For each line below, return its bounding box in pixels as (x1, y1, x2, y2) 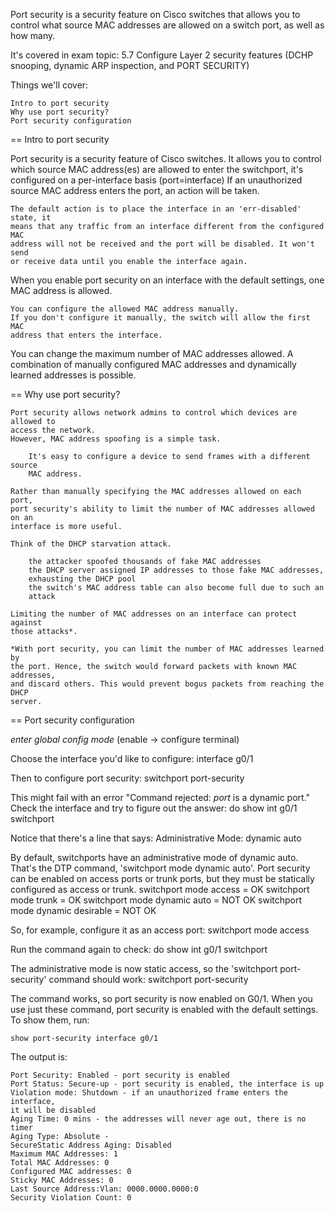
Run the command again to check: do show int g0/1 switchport (10, 944, 268, 955)
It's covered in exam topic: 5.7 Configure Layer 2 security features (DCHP (10, 49, 314, 61)
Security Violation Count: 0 (10, 1193, 132, 1203)
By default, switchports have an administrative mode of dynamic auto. (10, 852, 299, 863)
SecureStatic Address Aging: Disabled (10, 1140, 172, 1150)
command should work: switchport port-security (48, 974, 249, 985)
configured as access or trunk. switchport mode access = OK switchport (10, 884, 310, 895)
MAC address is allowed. (10, 285, 113, 296)
